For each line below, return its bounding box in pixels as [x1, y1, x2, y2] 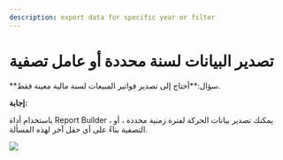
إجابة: [9, 97, 28, 108]
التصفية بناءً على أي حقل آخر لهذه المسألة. [9, 124, 149, 134]
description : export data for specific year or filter [9, 12, 216, 22]
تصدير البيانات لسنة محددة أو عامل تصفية [9, 50, 274, 71]
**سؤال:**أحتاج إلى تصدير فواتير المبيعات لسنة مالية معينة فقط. [9, 80, 221, 91]
